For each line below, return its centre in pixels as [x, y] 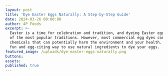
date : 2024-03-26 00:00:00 [33, 19]
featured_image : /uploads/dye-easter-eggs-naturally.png [66, 51]
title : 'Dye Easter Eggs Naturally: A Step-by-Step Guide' [68, 14]
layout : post [19, 10]
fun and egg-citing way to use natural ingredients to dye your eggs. [85, 47]
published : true [22, 65]
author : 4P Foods [23, 24]
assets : [13, 61]
